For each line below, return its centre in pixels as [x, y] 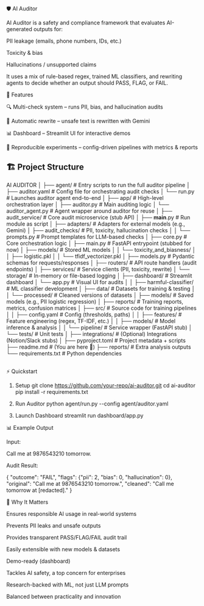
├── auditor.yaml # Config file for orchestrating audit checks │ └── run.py [100, 191]
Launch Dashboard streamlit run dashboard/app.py [79, 416]
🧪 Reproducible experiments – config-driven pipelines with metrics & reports [102, 147]
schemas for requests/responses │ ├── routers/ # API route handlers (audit [101, 262]
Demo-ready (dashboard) [38, 561]
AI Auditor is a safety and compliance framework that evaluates [86, 23]
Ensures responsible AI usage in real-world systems [72, 514]
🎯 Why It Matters [27, 502]
